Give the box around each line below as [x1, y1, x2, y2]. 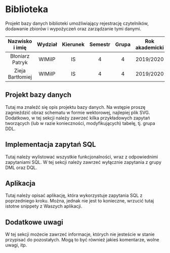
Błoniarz [10, 52, 30, 59]
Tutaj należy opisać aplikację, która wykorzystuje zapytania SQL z [5, 192, 143, 198]
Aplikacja [5, 179, 35, 188]
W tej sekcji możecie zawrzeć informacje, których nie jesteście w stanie [5, 231, 155, 237]
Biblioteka [5, 4, 49, 15]
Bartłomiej [8, 73, 32, 80]
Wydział [37, 40, 57, 48]
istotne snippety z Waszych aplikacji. [5, 203, 82, 209]
